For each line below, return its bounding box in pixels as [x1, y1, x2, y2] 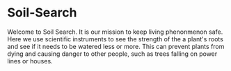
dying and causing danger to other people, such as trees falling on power [7, 50, 218, 58]
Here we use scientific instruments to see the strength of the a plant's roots [7, 34, 224, 43]
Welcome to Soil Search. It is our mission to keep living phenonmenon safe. [7, 28, 223, 36]
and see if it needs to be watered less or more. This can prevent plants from [7, 42, 225, 50]
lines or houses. [7, 57, 54, 65]
